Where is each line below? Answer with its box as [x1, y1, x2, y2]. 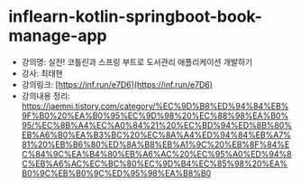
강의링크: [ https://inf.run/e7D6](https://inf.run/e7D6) [21, 79, 214, 89]
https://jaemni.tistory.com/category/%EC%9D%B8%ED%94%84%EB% [21, 100, 289, 111]
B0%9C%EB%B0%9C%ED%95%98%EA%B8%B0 [21, 167, 212, 178]
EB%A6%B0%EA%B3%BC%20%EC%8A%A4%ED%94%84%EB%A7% [21, 129, 292, 140]
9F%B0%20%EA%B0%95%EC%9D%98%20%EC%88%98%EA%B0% [21, 110, 289, 121]
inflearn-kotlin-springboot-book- [8, 6, 263, 27]
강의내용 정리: [21, 90, 71, 101]
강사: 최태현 [21, 68, 64, 79]
